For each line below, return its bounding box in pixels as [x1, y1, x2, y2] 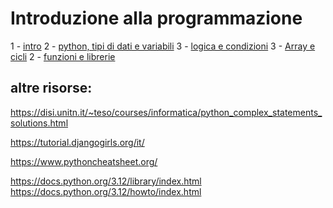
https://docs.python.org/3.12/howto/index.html [10, 185, 202, 197]
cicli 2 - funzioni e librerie [10, 50, 116, 62]
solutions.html [10, 117, 69, 129]
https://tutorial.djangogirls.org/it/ [10, 136, 145, 148]
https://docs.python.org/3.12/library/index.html [10, 175, 202, 187]
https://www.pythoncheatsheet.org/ [10, 155, 158, 167]
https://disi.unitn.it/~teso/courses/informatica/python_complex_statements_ [10, 106, 323, 118]
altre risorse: [10, 80, 93, 97]
